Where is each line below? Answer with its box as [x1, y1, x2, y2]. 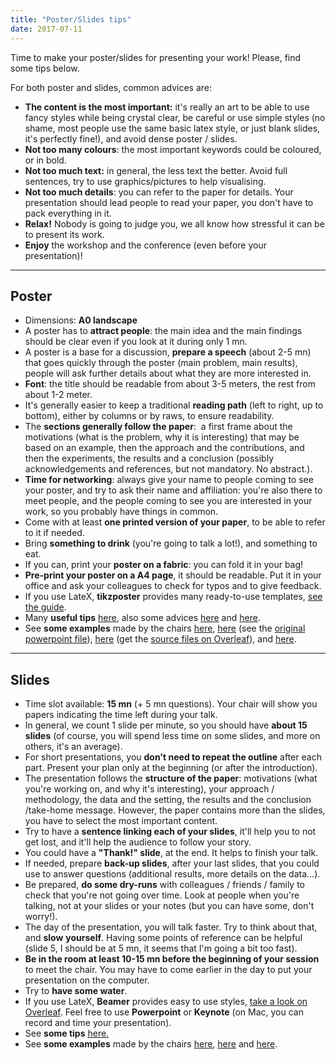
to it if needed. [24, 527, 85, 539]
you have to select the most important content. [24, 815, 218, 827]
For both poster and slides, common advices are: [10, 81, 213, 93]
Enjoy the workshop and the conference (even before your [24, 239, 267, 251]
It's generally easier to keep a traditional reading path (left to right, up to [24, 399, 324, 411]
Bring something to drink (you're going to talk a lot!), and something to [24, 537, 318, 550]
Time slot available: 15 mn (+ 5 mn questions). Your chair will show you [24, 698, 318, 710]
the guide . [24, 601, 67, 613]
